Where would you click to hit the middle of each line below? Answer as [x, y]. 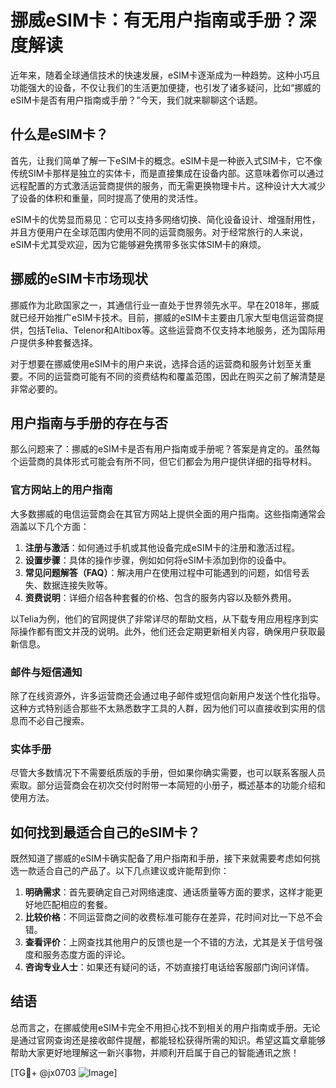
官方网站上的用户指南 [61, 490]
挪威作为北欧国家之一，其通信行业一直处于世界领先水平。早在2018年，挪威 [165, 305]
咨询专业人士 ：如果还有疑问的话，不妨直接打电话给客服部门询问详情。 [169, 967]
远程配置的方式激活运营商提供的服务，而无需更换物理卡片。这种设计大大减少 [168, 185]
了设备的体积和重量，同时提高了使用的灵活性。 [106, 198]
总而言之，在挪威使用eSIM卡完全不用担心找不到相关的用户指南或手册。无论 [165, 1027]
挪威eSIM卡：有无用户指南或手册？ [154, 20]
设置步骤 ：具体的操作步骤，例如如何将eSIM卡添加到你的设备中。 [158, 560]
